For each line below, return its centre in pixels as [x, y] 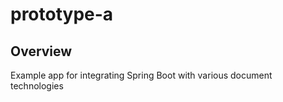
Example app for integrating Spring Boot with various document [141, 75]
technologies [37, 86]
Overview [41, 51]
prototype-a [62, 14]
